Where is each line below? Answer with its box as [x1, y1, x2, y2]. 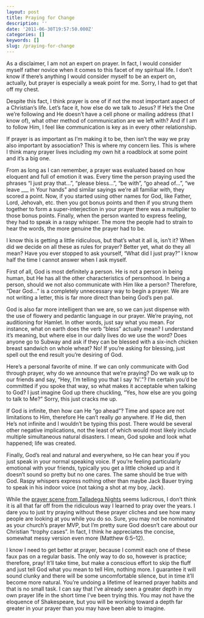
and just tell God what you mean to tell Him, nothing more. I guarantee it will [6, 566, 196, 573]
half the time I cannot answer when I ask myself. [6, 256, 128, 263]
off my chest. [6, 85, 40, 93]
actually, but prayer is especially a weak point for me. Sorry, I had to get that [6, 79, 198, 86]
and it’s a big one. [6, 154, 51, 162]
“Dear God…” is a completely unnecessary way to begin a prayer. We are [6, 287, 189, 295]
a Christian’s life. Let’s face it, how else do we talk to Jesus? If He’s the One [6, 104, 195, 111]
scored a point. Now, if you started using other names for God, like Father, [6, 192, 192, 199]
